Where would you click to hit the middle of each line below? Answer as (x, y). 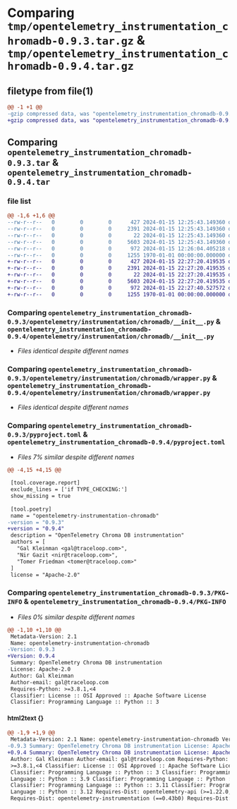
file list (19, 201)
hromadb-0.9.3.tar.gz (71, 41)
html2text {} (26, 718)
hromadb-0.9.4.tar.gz (71, 67)
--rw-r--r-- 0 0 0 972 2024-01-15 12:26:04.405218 (116, 248)
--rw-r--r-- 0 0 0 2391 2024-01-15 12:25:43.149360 (116, 229)
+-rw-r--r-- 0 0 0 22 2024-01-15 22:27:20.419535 (116, 275)
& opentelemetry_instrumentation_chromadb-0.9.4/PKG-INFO (125, 602)
